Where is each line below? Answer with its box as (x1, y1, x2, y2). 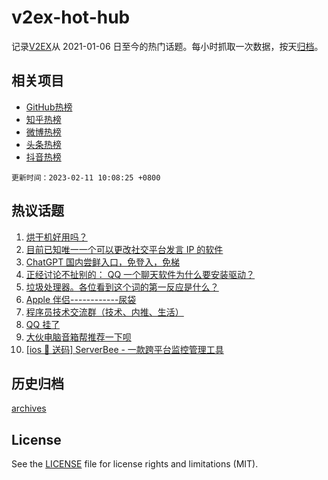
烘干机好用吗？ (25, 231, 88, 243)
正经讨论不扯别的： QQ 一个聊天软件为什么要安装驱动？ (25, 268, 256, 280)
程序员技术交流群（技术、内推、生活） (25, 306, 184, 318)
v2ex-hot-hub (11, 6, 131, 29)
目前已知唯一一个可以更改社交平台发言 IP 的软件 (25, 243, 224, 255)
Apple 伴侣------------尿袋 (25, 293, 137, 305)
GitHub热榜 (25, 101, 73, 113)
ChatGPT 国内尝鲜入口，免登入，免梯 (25, 256, 181, 268)
